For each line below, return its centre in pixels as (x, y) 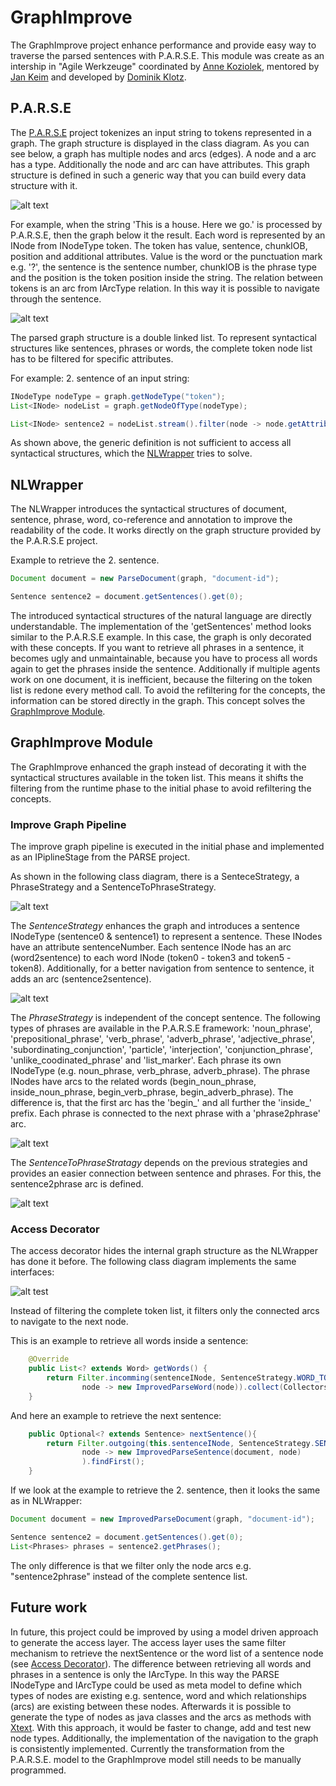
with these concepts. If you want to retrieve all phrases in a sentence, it (157, 647)
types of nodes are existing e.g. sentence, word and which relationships (158, 1695)
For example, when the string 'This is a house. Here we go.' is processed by (166, 224)
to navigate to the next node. (69, 1322)
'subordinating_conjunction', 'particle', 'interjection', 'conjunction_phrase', (161, 1050)
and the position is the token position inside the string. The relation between (166, 277)
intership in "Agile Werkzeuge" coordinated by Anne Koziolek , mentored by (165, 66)
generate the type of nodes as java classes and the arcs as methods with (161, 1717)
